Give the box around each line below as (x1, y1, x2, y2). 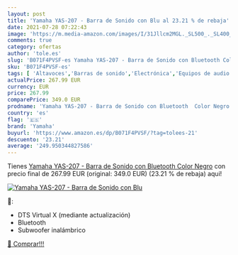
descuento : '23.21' (7, 136, 65, 143)
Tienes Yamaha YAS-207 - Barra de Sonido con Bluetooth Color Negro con (7, 162, 226, 170)
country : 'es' (7, 109, 50, 116)
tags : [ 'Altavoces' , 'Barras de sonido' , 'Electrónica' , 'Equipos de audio (7, 70, 230, 77)
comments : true (7, 37, 52, 44)
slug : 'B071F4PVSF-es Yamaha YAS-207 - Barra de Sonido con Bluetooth (7, 57, 220, 64)
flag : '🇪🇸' (7, 116, 42, 123)
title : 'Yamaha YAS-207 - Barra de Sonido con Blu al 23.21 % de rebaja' (7, 17, 230, 24)
